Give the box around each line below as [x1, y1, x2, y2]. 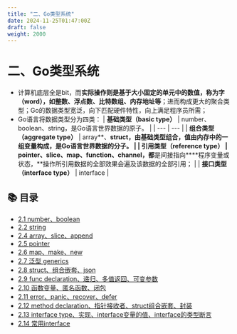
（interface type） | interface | [17, 168, 109, 177]
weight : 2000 [7, 30, 46, 38]
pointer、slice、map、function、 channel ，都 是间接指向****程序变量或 [17, 151, 230, 159]
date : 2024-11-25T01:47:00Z [7, 17, 91, 24]
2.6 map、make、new [17, 248, 83, 256]
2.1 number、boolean [17, 215, 80, 223]
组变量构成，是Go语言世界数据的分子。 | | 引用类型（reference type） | [17, 142, 228, 151]
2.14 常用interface [17, 319, 70, 328]
